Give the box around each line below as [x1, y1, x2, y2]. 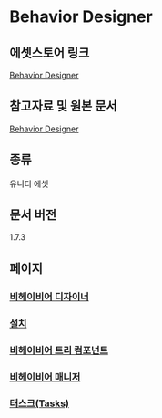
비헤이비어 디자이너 [9, 290, 89, 303]
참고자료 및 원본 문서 [9, 99, 117, 114]
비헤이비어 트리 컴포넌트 [9, 344, 109, 357]
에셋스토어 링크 [9, 45, 90, 60]
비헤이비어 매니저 [9, 371, 81, 383]
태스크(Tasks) [9, 397, 70, 410]
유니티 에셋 [9, 178, 49, 189]
